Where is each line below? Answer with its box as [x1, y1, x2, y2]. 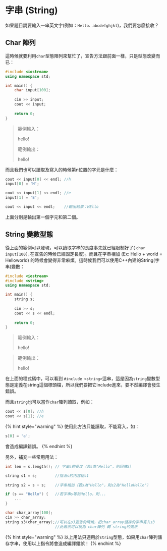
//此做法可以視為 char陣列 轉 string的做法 [54, 524, 138, 529]
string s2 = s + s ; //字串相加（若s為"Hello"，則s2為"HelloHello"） [5, 482, 151, 487]
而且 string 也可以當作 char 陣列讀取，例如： [5, 399, 94, 405]
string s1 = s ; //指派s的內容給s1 [5, 473, 89, 478]
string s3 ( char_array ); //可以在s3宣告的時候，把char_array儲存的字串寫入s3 [5, 519, 155, 525]
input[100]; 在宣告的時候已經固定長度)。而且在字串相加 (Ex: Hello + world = [5, 251, 163, 257]
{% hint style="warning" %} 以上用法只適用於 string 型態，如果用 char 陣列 [5, 534, 158, 540]
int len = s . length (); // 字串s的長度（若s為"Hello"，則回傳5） [5, 464, 134, 469]
